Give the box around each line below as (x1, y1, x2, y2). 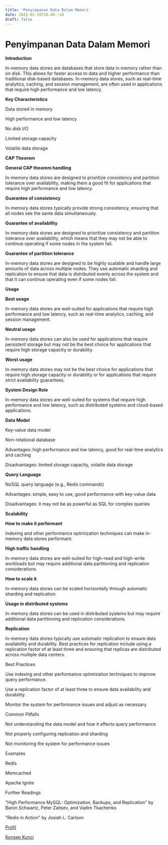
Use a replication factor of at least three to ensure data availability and (5, 686, 151, 692)
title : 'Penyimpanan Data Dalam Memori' (5, 7, 92, 13)
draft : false (5, 17, 33, 22)
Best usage (5, 296, 29, 302)
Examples (5, 750, 26, 757)
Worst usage (5, 357, 33, 363)
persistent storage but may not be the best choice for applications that (5, 342, 151, 348)
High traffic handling (5, 545, 49, 551)
